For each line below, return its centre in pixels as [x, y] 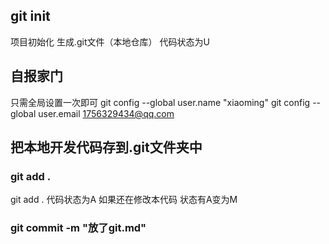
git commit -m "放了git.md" [78, 228]
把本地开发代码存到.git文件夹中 [106, 147]
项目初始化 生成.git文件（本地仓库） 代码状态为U [110, 41]
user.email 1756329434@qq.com [106, 113]
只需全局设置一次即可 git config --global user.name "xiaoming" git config [160, 102]
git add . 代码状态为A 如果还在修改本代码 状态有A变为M [124, 200]
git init [30, 16]
